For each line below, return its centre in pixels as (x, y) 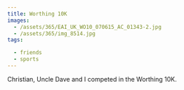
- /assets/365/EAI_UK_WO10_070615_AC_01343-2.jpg (87, 27)
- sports (26, 59)
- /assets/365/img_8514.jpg (55, 33)
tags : (15, 40)
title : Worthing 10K (38, 14)
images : (19, 20)
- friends (28, 53)
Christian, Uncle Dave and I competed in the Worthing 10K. (92, 79)
